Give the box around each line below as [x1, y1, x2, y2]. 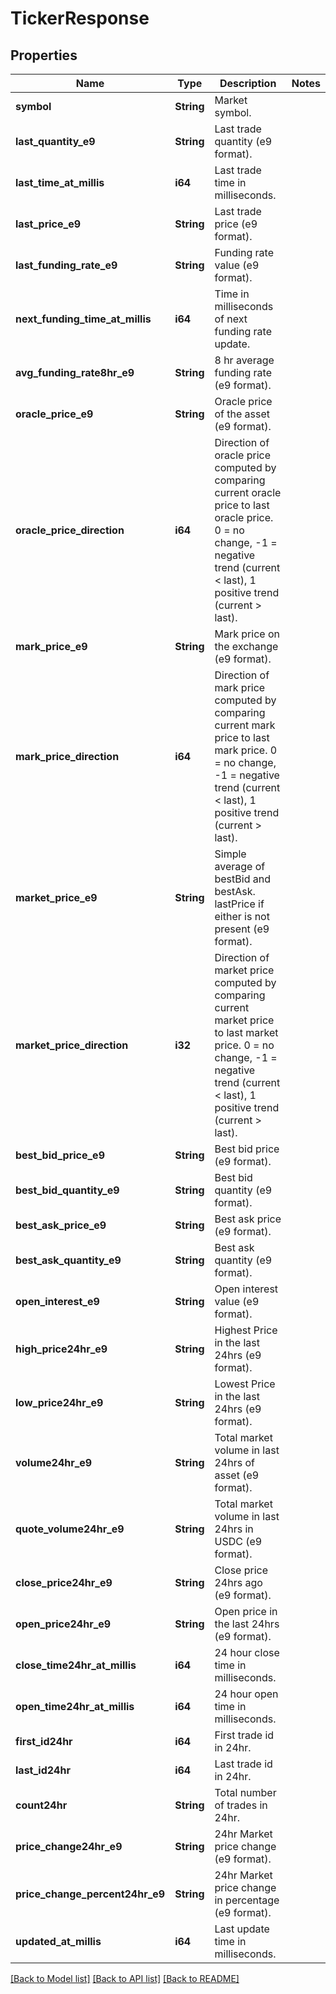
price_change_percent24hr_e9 [15, 1887, 166, 1901]
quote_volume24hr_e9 [15, 1522, 125, 1536]
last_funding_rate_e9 [15, 258, 118, 272]
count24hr [15, 1798, 68, 1812]
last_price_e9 [15, 217, 82, 231]
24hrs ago [214, 1576, 263, 1589]
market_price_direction [15, 1038, 129, 1052]
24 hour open [214, 1687, 279, 1701]
